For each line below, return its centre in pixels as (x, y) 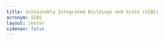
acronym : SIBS (24, 17)
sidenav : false (26, 29)
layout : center (26, 23)
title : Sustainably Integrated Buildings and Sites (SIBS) (83, 12)
